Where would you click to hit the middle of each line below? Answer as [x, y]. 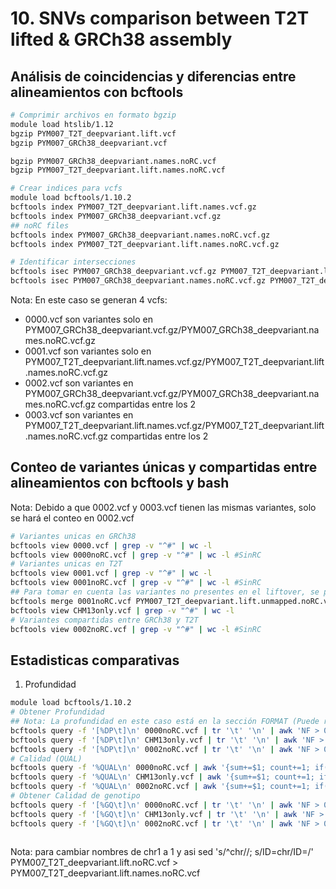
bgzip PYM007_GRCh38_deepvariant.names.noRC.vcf [113, 161]
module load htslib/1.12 [62, 124]
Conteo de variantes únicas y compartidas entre [164, 467]
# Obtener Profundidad [57, 712]
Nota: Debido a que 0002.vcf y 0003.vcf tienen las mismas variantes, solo [163, 507]
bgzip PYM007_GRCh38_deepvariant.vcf [89, 143]
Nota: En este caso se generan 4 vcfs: [89, 300]
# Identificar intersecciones [73, 262]
